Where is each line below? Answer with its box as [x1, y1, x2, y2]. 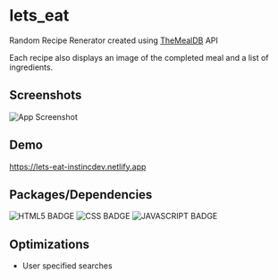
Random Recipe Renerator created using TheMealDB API [9, 35, 219, 46]
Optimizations [9, 236, 89, 251]
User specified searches [21, 260, 114, 271]
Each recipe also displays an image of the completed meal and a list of [9, 52, 269, 63]
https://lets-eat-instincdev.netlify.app [9, 161, 147, 172]
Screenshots [9, 88, 82, 103]
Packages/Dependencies [9, 187, 153, 202]
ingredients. [9, 62, 54, 72]
